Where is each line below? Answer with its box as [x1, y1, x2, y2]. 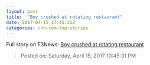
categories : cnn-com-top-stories [6, 25, 89, 31]
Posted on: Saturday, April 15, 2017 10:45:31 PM [20, 52, 136, 59]
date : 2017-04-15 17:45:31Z [6, 19, 76, 25]
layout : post [6, 8, 38, 15]
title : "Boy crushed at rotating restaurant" [6, 14, 123, 20]
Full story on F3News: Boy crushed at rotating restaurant [6, 41, 144, 48]
